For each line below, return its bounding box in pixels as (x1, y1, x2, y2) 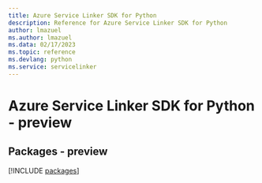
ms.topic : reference (8, 48, 77, 56)
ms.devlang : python (8, 56, 73, 64)
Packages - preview (8, 145, 108, 159)
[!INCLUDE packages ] (8, 166, 80, 175)
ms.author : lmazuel (8, 33, 73, 42)
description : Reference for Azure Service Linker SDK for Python (8, 19, 227, 27)
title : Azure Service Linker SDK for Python (8, 11, 157, 20)
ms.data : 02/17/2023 (8, 41, 77, 49)
